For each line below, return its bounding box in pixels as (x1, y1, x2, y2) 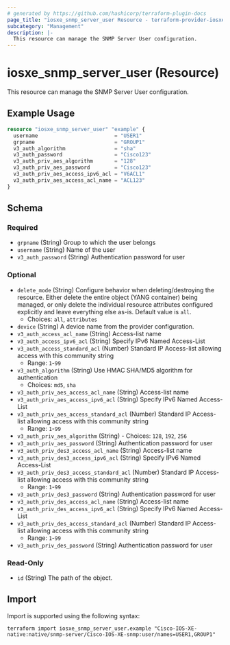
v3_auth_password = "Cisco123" (13, 152, 152, 159)
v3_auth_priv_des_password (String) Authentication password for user (16, 541, 213, 549)
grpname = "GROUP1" (13, 139, 146, 145)
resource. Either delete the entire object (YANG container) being (16, 293, 199, 301)
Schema (7, 202, 43, 214)
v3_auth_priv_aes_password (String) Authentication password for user (16, 438, 213, 447)
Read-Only (7, 558, 44, 567)
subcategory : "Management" (7, 23, 84, 30)
